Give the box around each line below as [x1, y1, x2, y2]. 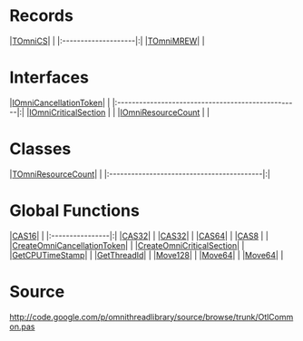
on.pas [9, 321, 35, 332]
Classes [9, 139, 72, 160]
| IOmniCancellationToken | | [9, 97, 111, 108]
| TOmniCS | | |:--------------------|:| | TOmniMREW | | [9, 35, 206, 46]
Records [9, 5, 74, 26]
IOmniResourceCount [120, 106, 200, 118]
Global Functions [9, 200, 141, 220]
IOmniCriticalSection [28, 106, 106, 118]
